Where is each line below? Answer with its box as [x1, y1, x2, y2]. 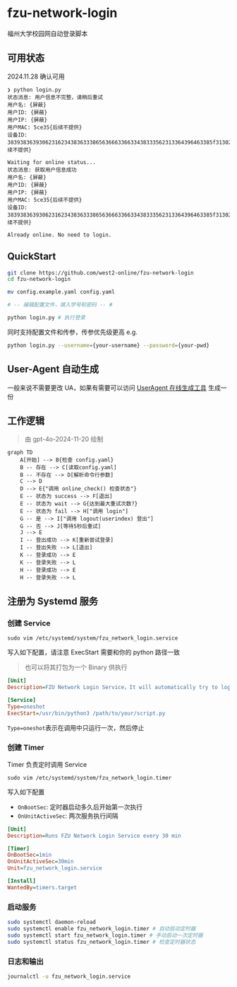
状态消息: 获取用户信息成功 [7, 166, 78, 173]
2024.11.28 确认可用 [7, 72, 65, 81]
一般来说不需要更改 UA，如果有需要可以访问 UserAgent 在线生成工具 [7, 383, 207, 392]
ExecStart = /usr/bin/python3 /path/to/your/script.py [7, 710, 166, 717]
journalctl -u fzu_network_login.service [7, 973, 131, 980]
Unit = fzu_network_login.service [7, 865, 102, 872]
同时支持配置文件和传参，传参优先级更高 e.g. [7, 328, 138, 336]
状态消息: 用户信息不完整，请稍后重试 [7, 93, 104, 100]
